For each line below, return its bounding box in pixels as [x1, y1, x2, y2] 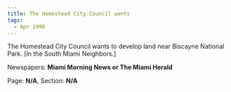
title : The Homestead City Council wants [7, 10, 131, 17]
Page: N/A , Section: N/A [7, 77, 78, 85]
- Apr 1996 [13, 23, 46, 30]
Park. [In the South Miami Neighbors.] [7, 49, 117, 58]
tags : [7, 17, 23, 24]
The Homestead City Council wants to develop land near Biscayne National [7, 43, 225, 51]
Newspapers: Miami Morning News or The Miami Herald [7, 63, 173, 72]
